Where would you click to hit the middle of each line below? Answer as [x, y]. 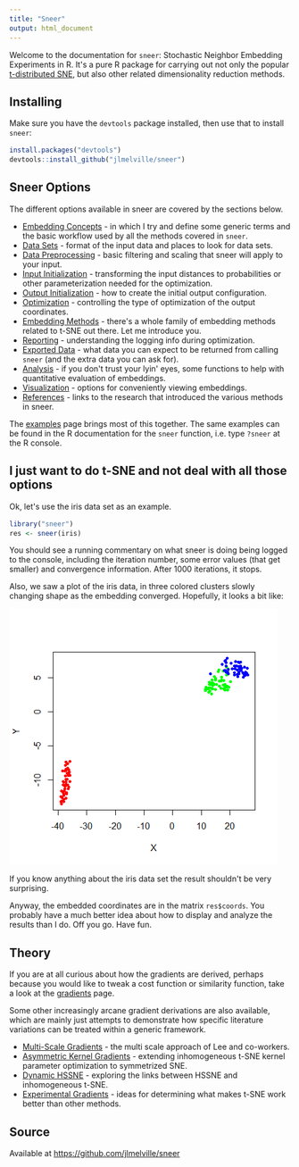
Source [30, 1132]
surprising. [29, 888]
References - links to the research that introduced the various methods [153, 396]
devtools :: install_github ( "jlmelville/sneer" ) [97, 160]
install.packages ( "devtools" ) [66, 150]
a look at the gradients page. [62, 993]
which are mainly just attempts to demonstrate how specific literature [137, 1020]
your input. [42, 264]
